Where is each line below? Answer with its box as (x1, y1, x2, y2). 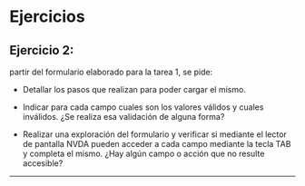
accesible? (22, 158, 64, 169)
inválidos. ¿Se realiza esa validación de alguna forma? (22, 112, 225, 122)
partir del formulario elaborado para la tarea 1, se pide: (9, 66, 213, 77)
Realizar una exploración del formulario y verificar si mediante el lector (22, 129, 288, 140)
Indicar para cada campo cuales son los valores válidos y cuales (22, 102, 264, 113)
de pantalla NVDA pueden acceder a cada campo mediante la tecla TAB (22, 139, 291, 149)
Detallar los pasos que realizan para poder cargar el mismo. (22, 84, 247, 94)
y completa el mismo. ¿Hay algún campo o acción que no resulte (22, 148, 265, 159)
